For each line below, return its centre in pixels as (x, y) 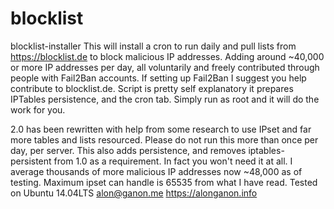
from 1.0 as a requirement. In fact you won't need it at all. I (173, 161)
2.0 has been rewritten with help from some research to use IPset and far (161, 129)
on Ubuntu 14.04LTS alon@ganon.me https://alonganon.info (134, 193)
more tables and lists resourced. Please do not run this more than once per (164, 139)
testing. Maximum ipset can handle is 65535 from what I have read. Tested (164, 182)
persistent (31, 161)
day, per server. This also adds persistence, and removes (128, 150)
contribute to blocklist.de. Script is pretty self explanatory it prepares (152, 88)
